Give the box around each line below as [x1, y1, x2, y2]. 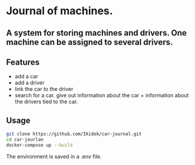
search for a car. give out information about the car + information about [14, 92, 189, 99]
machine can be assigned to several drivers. [6, 37, 173, 47]
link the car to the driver [14, 85, 73, 93]
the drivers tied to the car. [14, 98, 78, 105]
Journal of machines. [6, 4, 113, 18]
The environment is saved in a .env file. [6, 153, 102, 160]
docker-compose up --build [6, 142, 73, 148]
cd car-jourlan [6, 137, 44, 143]
